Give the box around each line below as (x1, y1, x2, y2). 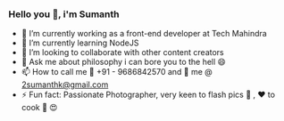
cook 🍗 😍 (21, 102, 58, 113)
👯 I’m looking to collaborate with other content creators (21, 47, 224, 58)
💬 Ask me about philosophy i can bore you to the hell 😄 (21, 57, 227, 68)
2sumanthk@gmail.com (21, 79, 109, 90)
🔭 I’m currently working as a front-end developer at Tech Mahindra (21, 28, 267, 39)
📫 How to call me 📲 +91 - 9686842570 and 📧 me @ (21, 67, 213, 77)
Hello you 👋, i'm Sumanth (8, 8, 120, 20)
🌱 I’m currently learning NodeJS (21, 37, 139, 48)
